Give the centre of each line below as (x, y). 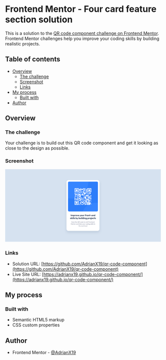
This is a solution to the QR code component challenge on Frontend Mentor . (82, 33)
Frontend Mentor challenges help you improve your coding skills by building (82, 39)
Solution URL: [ (27, 264)
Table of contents (33, 60)
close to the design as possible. (37, 148)
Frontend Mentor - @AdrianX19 (44, 353)
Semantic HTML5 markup (38, 320)
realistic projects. (23, 43)
